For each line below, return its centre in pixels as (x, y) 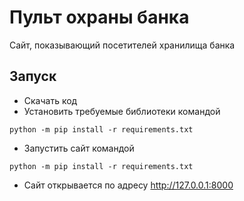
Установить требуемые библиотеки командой (122, 111)
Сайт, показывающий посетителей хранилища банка (122, 45)
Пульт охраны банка (99, 17)
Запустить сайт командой (79, 148)
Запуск (33, 76)
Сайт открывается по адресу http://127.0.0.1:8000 (128, 185)
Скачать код (50, 100)
